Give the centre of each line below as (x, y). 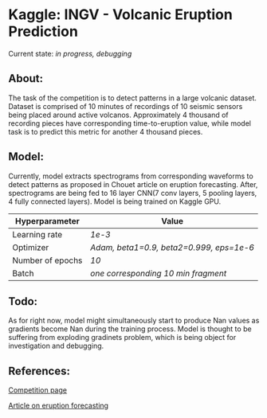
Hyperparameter (47, 221)
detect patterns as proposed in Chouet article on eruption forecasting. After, (133, 184)
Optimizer (31, 247)
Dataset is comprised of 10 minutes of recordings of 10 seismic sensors (126, 106)
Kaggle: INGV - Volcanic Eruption (120, 15)
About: (26, 78)
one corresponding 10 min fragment (159, 273)
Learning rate (37, 234)
